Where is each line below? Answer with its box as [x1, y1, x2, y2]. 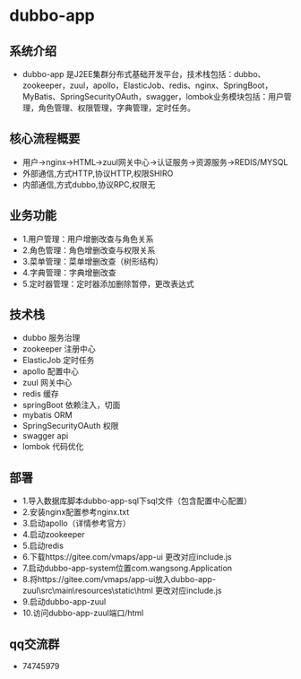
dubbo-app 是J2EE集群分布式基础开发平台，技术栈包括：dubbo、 [21, 69, 266, 79]
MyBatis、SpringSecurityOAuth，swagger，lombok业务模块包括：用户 [21, 91, 285, 101]
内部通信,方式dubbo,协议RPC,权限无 [21, 178, 156, 189]
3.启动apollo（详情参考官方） [21, 518, 132, 529]
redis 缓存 [21, 388, 60, 399]
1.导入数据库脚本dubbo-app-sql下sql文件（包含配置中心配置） [21, 495, 253, 507]
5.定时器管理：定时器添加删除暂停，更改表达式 [21, 278, 194, 289]
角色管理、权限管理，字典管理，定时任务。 [38, 102, 195, 113]
